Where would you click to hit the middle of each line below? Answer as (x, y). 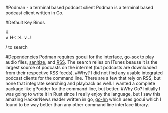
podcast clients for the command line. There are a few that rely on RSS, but (83, 78)
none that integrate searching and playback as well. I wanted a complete (80, 83)
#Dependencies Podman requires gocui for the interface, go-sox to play (80, 57)
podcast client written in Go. (34, 13)
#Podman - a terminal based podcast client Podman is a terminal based (79, 7)
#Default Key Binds (25, 22)
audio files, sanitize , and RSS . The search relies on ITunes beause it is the (81, 62)
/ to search (16, 47)
